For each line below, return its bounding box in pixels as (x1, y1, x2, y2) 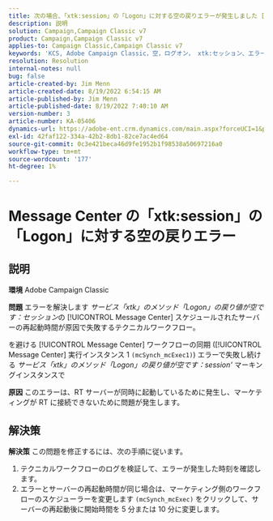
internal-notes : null (8, 65, 82, 73)
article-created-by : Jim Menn (8, 79, 111, 88)
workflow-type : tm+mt (8, 147, 82, 156)
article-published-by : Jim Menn (8, 95, 117, 103)
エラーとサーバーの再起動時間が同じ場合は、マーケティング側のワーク (19, 484, 254, 493)
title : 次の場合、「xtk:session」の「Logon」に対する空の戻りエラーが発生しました (8, 11, 258, 20)
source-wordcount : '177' (8, 155, 92, 163)
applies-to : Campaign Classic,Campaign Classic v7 (8, 42, 183, 50)
